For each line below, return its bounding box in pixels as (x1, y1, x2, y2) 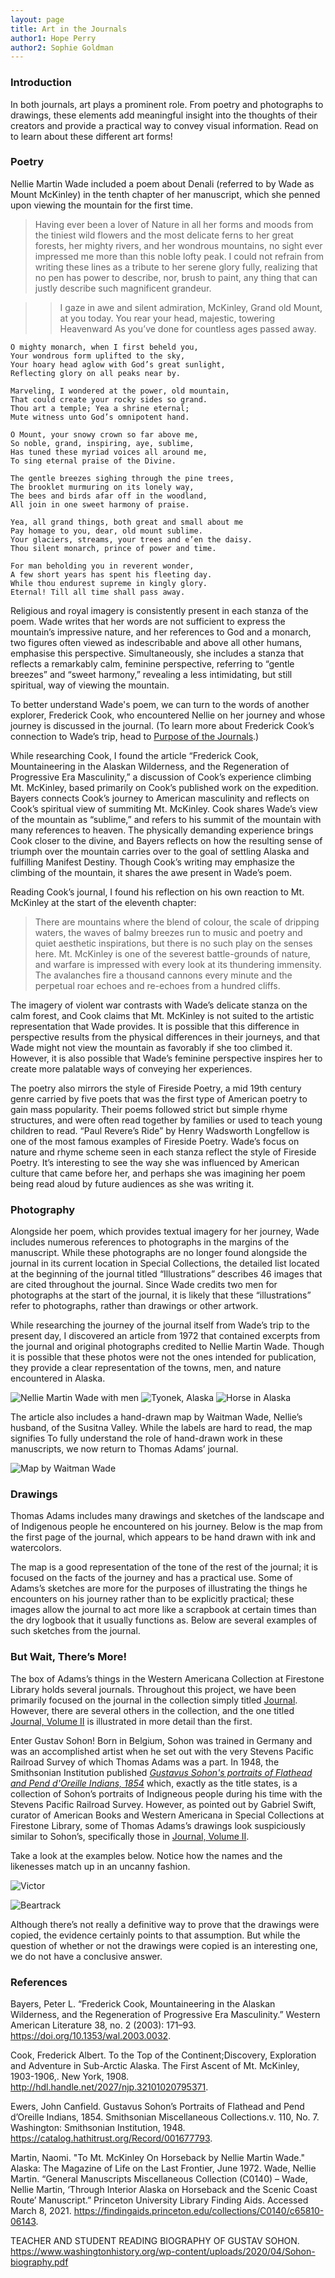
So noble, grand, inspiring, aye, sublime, (10, 438, 195, 448)
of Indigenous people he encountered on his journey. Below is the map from (10, 1521, 323, 1533)
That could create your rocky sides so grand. (10, 394, 208, 405)
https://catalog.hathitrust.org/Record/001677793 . (10, 2132, 213, 2145)
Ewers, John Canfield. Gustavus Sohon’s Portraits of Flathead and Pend (10, 2101, 305, 2113)
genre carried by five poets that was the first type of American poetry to (10, 1092, 308, 1105)
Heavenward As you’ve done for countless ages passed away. (59, 322, 317, 335)
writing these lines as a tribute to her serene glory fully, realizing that (34, 261, 318, 273)
